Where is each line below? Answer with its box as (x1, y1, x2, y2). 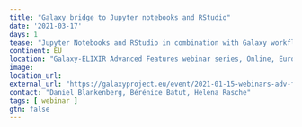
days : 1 (9, 30, 39, 38)
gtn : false (9, 105, 50, 114)
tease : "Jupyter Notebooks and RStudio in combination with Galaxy (9, 38, 268, 47)
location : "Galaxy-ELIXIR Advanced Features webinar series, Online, (9, 55, 276, 63)
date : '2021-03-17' (9, 21, 83, 30)
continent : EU (9, 47, 63, 55)
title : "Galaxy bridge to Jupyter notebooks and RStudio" (9, 13, 231, 22)
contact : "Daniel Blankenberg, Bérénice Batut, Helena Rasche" (9, 88, 252, 97)
